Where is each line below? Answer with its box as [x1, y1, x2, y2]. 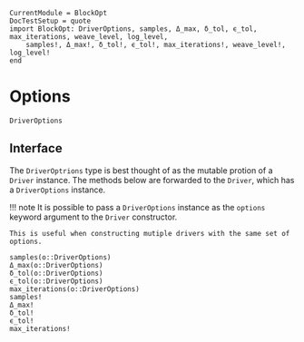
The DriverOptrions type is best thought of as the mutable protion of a [9, 164, 273, 176]
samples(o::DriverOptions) [9, 252, 112, 262]
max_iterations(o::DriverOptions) [9, 284, 141, 294]
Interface [9, 141, 63, 156]
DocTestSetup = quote [9, 16, 92, 25]
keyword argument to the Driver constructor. [9, 211, 178, 222]
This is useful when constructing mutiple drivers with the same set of [9, 229, 290, 238]
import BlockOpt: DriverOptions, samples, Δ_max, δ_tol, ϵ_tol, [9, 24, 258, 34]
